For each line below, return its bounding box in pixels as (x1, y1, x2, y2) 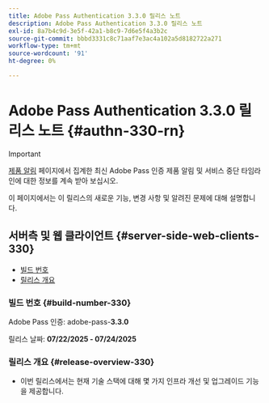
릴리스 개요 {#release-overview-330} (8, 356, 155, 367)
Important (8, 149, 41, 159)
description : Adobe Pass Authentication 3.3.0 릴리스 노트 (8, 19, 204, 28)
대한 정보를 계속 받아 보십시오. (23, 176, 119, 185)
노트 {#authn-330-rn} (37, 122, 186, 140)
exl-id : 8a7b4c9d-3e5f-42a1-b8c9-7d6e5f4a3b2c (8, 27, 168, 35)
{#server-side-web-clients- (116, 229, 260, 243)
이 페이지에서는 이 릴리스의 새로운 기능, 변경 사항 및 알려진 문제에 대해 (8, 193, 228, 202)
